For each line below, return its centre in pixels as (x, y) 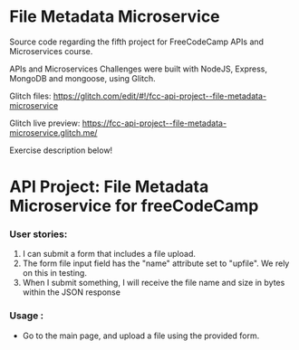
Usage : (27, 316)
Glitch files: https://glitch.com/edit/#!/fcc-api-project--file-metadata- (138, 96)
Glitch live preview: (45, 123)
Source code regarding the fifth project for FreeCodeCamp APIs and (137, 42)
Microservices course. (51, 51)
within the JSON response (71, 292)
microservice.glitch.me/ (53, 132)
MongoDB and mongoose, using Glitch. (82, 78)
